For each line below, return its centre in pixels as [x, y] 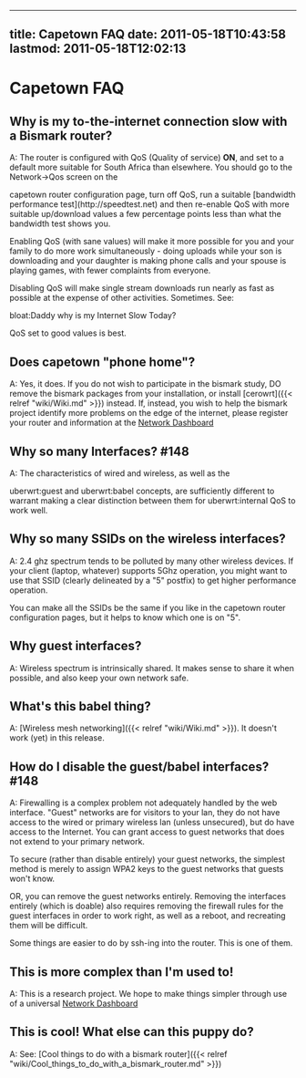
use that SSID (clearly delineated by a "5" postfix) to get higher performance [153, 580]
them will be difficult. [49, 926]
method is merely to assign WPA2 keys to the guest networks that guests [147, 869]
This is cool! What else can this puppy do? [132, 1032]
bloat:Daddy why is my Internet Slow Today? [93, 316]
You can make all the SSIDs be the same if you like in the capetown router [148, 607]
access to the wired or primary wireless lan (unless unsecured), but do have [152, 823]
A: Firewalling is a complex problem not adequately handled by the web [143, 803]
